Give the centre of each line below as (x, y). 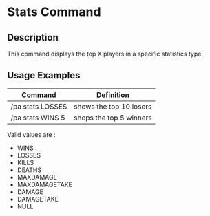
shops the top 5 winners (113, 118)
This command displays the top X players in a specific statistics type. (105, 54)
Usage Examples (44, 75)
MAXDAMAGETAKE (44, 184)
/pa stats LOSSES (39, 106)
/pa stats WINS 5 (38, 118)
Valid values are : (31, 134)
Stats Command (54, 12)
